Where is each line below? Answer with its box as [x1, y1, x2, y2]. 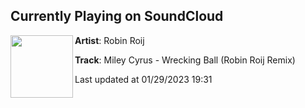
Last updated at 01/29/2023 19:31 [74, 73, 213, 85]
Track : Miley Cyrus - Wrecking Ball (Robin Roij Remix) [74, 54, 296, 66]
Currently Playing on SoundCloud [10, 8, 224, 25]
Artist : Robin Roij [74, 34, 145, 46]
